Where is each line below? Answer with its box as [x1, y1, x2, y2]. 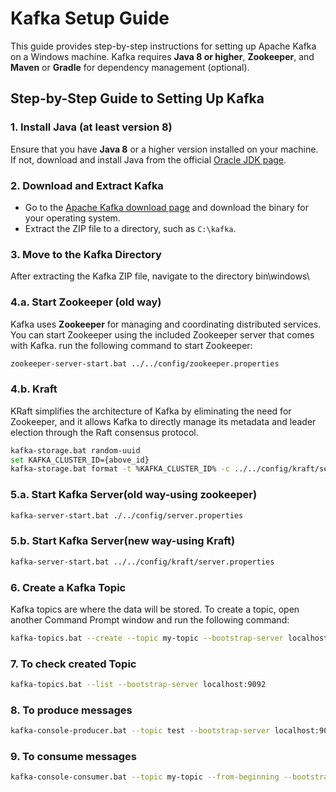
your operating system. [24, 212, 121, 224]
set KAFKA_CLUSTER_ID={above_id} [10, 455, 150, 465]
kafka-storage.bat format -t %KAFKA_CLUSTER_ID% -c [10, 464, 230, 474]
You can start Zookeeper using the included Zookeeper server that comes [10, 328, 315, 341]
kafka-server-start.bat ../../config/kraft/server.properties [10, 557, 275, 567]
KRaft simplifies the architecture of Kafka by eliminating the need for [10, 405, 292, 417]
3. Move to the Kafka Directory [10, 247, 162, 261]
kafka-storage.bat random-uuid [10, 445, 141, 456]
